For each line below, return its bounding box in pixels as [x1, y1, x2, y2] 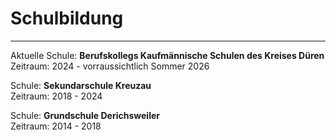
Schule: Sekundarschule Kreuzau [10, 79, 152, 91]
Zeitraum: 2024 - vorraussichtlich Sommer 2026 [10, 60, 210, 72]
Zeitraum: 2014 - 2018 [10, 120, 102, 132]
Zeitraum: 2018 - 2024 [10, 90, 103, 102]
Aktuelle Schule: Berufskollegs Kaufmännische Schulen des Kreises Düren [10, 49, 325, 61]
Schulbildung [10, 7, 124, 30]
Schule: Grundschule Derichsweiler [10, 109, 160, 121]
